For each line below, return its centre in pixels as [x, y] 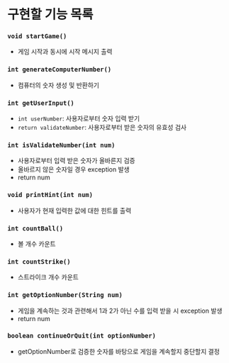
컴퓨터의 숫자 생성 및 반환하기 [58, 85]
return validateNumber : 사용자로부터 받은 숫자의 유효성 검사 [102, 128]
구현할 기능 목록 [50, 15]
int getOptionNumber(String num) [65, 295]
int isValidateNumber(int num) [61, 145]
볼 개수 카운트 [37, 244]
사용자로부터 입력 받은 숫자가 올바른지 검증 [77, 161]
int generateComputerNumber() [60, 69]
